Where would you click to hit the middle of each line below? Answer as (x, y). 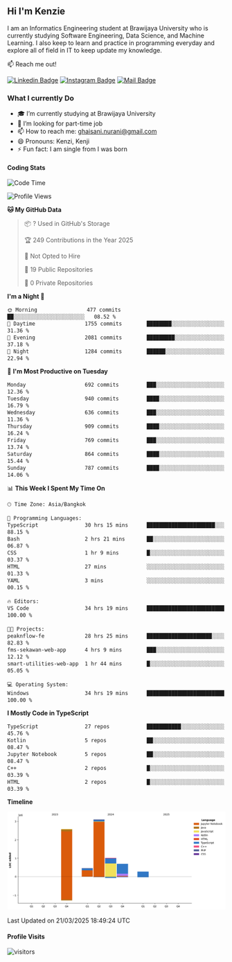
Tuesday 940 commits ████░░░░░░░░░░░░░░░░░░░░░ (116, 399)
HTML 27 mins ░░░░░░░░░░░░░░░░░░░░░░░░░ (116, 567)
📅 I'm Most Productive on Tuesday (58, 371)
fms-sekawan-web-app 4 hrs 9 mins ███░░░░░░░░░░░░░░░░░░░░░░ (116, 650)
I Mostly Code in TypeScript (48, 713)
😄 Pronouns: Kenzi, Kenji (53, 141)
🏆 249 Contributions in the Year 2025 (79, 240)
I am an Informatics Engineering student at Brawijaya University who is (108, 28)
